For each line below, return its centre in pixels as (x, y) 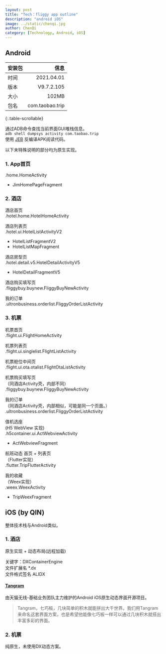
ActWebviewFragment (35, 443)
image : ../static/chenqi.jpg (35, 24)
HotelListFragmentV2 (34, 242)
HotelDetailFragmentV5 (36, 272)
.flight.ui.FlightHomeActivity (34, 335)
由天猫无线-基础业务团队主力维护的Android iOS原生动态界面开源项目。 (77, 598)
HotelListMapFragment (36, 247)
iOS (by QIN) (25, 513)
